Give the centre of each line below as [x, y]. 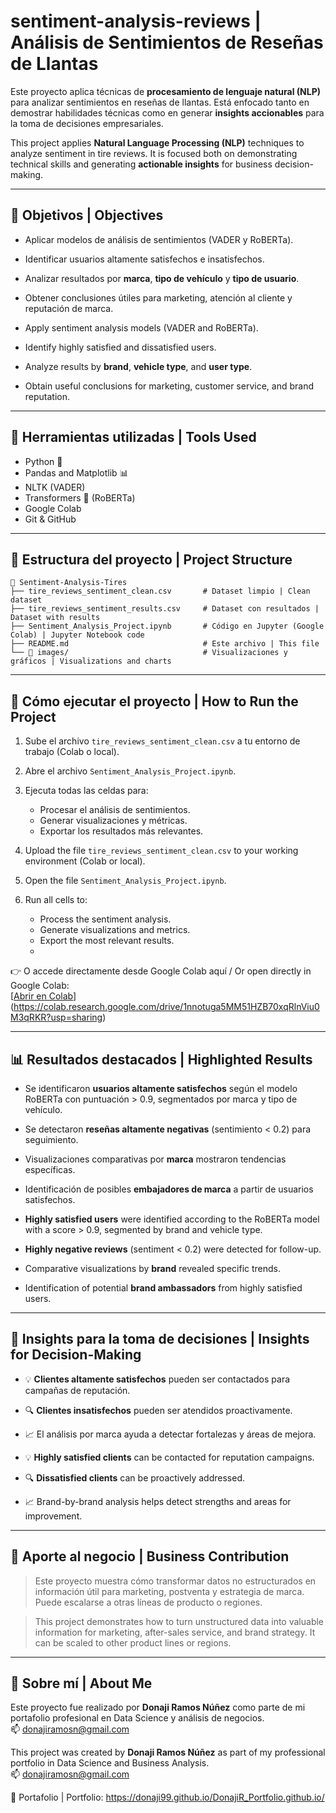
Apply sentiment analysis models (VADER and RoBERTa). [141, 327]
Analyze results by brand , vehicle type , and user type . [138, 366]
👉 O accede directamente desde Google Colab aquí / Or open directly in [161, 971]
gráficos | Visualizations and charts [91, 661]
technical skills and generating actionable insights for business [141, 164]
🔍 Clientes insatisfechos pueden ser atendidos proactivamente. [158, 1410]
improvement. [53, 1516]
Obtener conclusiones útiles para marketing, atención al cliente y [158, 297]
